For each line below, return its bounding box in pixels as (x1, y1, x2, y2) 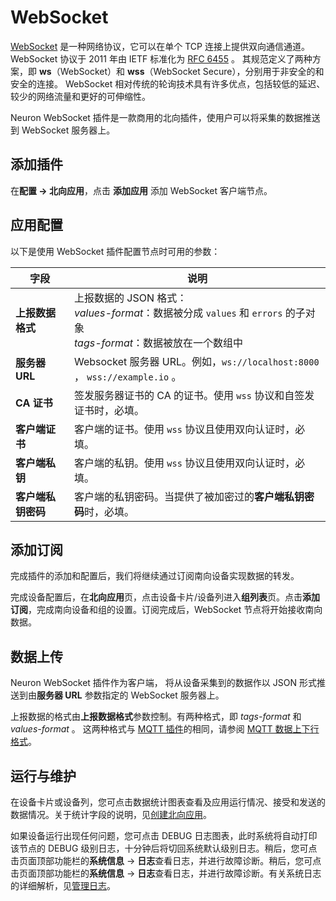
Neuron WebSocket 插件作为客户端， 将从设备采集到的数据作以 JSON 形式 (10, 677, 317, 689)
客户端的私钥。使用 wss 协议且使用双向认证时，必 (74, 456, 306, 470)
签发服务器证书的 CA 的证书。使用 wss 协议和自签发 (74, 388, 315, 402)
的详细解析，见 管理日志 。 (10, 880, 116, 891)
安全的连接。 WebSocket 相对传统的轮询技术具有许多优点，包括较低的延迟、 (10, 77, 326, 90)
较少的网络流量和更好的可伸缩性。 (10, 90, 151, 102)
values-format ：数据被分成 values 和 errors (74, 306, 283, 320)
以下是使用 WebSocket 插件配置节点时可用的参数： (10, 245, 221, 257)
